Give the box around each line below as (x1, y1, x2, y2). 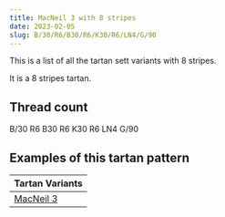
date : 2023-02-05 (9, 22, 76, 31)
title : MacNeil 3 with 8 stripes (9, 13, 137, 23)
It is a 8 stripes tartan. (9, 73, 92, 84)
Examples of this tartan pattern (9, 150, 189, 165)
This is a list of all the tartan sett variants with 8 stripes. (9, 56, 217, 67)
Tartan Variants (14, 177, 84, 190)
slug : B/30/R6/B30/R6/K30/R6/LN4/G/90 (9, 30, 157, 39)
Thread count (9, 99, 88, 115)
